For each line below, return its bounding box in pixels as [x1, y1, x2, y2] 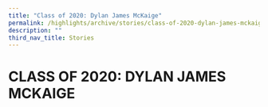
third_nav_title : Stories [8, 33, 94, 42]
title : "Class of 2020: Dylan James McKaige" [8, 11, 162, 20]
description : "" [8, 26, 62, 34]
